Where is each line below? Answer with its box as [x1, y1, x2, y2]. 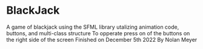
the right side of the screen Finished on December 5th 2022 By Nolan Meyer [6, 36, 198, 43]
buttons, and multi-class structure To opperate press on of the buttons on [6, 29, 190, 36]
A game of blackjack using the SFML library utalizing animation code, [6, 23, 179, 30]
